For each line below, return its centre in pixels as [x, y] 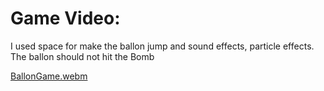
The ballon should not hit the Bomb [82, 56]
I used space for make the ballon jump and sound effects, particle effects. [162, 46]
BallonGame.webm [49, 76]
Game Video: [65, 18]
